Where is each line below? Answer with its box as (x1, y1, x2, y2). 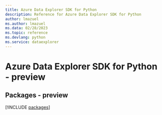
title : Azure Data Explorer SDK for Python (5, 7, 97, 12)
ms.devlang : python (5, 35, 46, 40)
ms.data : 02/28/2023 (5, 26, 48, 31)
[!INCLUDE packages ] (5, 104, 50, 110)
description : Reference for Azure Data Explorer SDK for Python (5, 12, 142, 17)
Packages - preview (5, 91, 68, 100)
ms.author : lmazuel (5, 21, 46, 26)
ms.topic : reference (5, 30, 48, 35)
